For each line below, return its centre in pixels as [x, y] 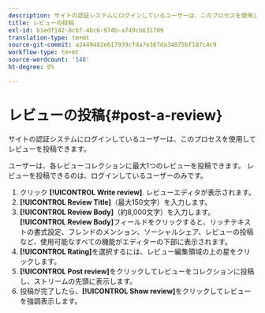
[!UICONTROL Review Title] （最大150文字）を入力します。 [115, 202]
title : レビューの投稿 [41, 23]
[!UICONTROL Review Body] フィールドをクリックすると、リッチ [125, 221]
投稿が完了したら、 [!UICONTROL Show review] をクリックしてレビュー [135, 291]
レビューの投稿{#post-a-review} [116, 115]
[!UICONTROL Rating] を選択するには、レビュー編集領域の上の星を [128, 251]
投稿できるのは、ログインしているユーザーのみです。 [121, 175]
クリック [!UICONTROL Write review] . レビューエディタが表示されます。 [138, 192]
